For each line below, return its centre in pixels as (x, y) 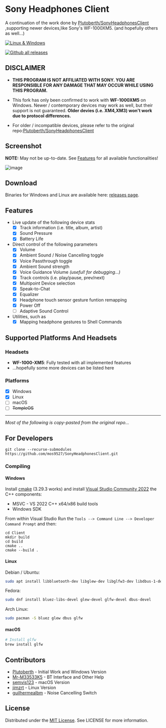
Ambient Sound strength (44, 266)
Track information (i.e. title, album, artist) (61, 228)
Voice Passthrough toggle (46, 261)
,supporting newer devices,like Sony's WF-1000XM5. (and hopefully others (82, 28)
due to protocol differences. (41, 116)
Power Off (30, 305)
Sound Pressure (36, 233)
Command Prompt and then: (31, 524)
